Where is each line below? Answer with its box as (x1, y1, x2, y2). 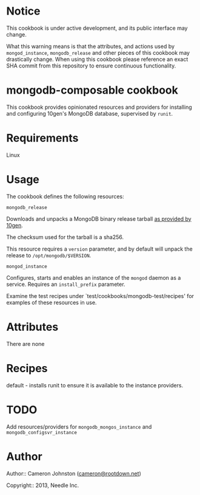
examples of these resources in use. (6, 299, 97, 306)
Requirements (6, 131, 79, 145)
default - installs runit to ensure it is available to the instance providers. (6, 381, 184, 389)
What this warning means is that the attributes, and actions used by (6, 43, 175, 50)
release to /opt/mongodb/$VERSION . (6, 251, 92, 259)
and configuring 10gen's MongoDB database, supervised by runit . (6, 109, 173, 117)
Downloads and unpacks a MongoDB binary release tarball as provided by (6, 215, 192, 223)
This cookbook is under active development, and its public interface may (6, 24, 188, 32)
